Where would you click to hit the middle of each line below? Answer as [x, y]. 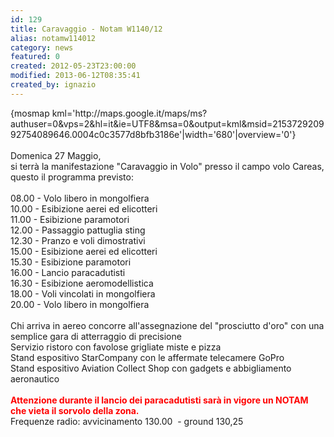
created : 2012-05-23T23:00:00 [73, 66]
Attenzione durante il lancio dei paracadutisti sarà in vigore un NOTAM [159, 400]
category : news [42, 47]
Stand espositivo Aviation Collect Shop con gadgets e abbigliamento [151, 368]
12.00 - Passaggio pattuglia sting [78, 230]
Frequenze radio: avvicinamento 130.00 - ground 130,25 [127, 421]
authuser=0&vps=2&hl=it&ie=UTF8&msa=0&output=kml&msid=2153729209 [167, 123]
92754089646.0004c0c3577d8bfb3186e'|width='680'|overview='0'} [153, 134]
